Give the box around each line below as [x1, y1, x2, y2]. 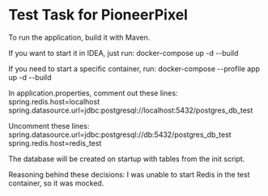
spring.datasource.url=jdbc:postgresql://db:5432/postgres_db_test [8, 130, 232, 139]
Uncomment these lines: [8, 121, 90, 130]
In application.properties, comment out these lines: [8, 87, 178, 98]
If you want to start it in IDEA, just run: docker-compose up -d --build [8, 48, 239, 58]
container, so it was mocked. [8, 178, 104, 188]
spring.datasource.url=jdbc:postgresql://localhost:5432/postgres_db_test [8, 105, 253, 115]
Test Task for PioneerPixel [8, 6, 189, 24]
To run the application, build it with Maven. [8, 32, 151, 42]
